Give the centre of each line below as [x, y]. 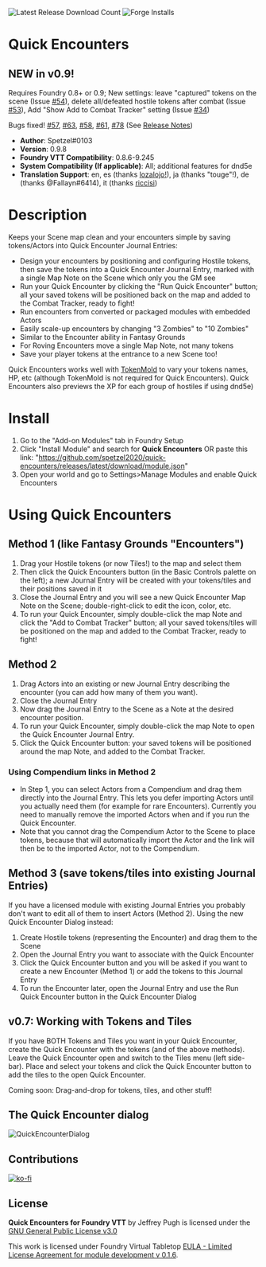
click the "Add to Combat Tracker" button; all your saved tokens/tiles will [138, 622]
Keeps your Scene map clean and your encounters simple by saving [120, 237]
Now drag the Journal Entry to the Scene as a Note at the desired [127, 709]
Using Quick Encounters [90, 515]
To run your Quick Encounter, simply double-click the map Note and [131, 614]
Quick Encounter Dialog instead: [61, 922]
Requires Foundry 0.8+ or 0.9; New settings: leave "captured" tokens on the [132, 93]
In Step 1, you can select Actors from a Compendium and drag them [131, 789]
